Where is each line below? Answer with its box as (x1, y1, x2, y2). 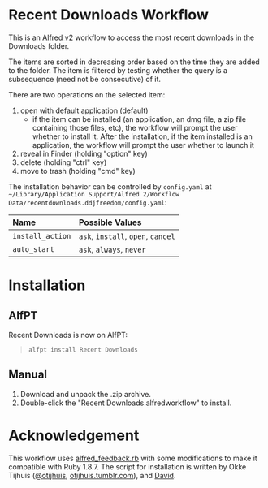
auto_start (12, 244, 54, 253)
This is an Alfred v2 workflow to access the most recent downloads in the (8, 32, 254, 42)
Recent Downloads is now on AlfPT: (8, 330, 128, 339)
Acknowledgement (8, 426, 140, 444)
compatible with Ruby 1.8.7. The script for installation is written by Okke (8, 461, 247, 472)
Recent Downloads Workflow (8, 6, 209, 24)
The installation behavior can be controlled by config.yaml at (8, 181, 212, 192)
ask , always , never (78, 244, 146, 255)
